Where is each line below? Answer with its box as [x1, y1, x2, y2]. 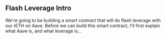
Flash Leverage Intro [5, 4, 72, 12]
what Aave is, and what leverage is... [5, 27, 82, 34]
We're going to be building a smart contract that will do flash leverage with [5, 17, 161, 23]
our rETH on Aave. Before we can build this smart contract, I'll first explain [5, 22, 160, 28]
